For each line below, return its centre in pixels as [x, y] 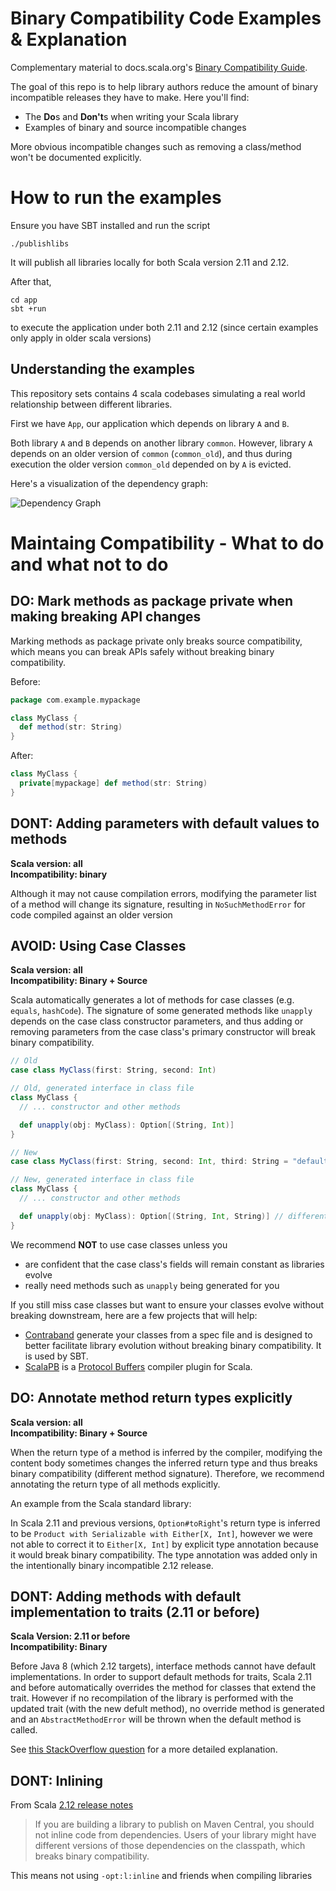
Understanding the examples [102, 369]
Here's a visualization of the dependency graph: [109, 483]
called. [24, 1730]
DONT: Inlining [56, 1780]
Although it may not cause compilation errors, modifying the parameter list [163, 893]
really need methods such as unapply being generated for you [152, 1285]
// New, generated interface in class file [102, 1180]
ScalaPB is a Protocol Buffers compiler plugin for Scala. [138, 1366]
